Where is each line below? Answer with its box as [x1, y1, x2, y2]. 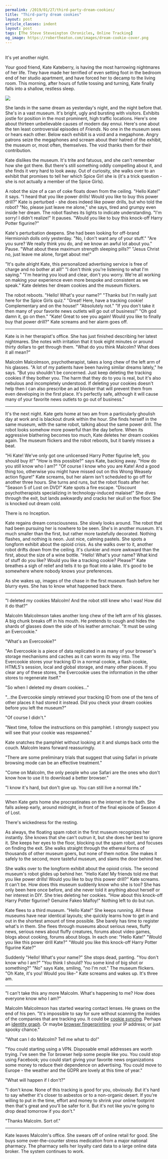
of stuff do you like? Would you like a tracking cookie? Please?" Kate [5, 557, 146, 563]
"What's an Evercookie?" [5, 638, 56, 644]
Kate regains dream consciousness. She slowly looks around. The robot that [5, 520, 162, 526]
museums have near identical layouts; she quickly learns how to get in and [5, 912, 158, 918]
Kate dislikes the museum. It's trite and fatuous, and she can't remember [5, 157, 155, 163]
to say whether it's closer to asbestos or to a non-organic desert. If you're [5, 1092, 157, 1098]
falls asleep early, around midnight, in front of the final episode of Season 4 [5, 804, 161, 810]
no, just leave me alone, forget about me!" [5, 251, 91, 257]
